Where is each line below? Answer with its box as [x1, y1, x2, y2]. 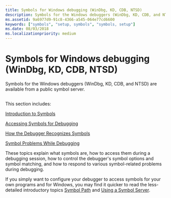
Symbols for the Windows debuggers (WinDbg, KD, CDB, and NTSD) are [5, 80, 157, 87]
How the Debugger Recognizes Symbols [5, 130, 91, 136]
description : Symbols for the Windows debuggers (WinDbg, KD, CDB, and [5, 12, 160, 17]
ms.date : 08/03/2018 [5, 26, 49, 32]
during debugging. [5, 166, 44, 173]
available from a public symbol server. [5, 86, 85, 92]
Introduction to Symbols [5, 110, 56, 117]
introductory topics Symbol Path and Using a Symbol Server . [23, 187, 151, 193]
